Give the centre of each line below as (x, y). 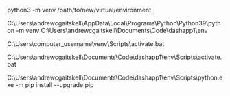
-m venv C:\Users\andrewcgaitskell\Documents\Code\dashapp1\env (112, 31)
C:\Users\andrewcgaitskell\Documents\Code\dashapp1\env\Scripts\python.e (115, 77)
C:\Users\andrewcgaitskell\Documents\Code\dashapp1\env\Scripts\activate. (115, 57)
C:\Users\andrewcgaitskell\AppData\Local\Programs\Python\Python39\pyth (114, 23)
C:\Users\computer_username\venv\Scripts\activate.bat (86, 44)
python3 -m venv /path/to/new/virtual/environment (79, 10)
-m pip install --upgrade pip (55, 85)
